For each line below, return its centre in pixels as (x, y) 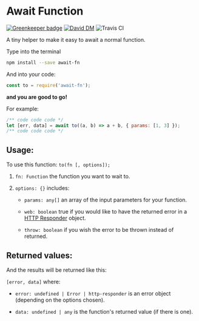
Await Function (45, 11)
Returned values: (39, 255)
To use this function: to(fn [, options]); (58, 164)
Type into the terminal (34, 51)
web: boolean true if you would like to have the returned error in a (106, 212)
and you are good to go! (37, 97)
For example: (23, 109)
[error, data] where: (33, 282)
